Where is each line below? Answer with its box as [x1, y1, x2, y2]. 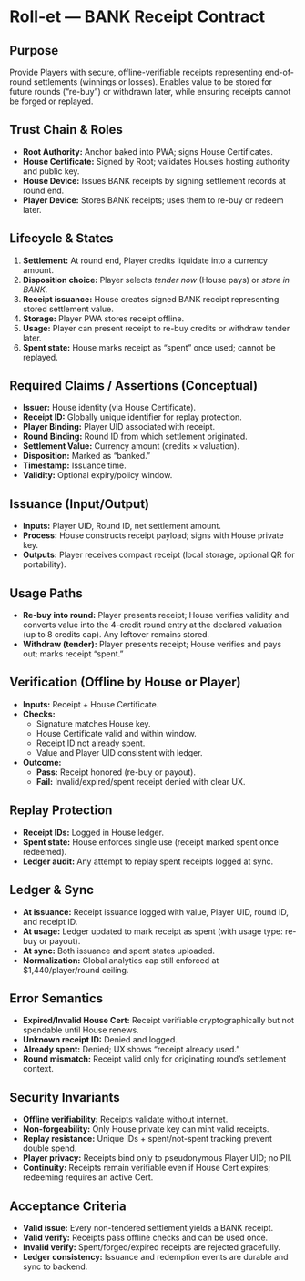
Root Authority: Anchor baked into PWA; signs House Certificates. [22, 146, 273, 157]
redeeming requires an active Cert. [22, 1172, 154, 1183]
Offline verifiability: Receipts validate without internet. [22, 1113, 229, 1125]
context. [22, 1063, 55, 1074]
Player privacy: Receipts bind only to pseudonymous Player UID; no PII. [22, 1153, 293, 1164]
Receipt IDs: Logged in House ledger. [22, 827, 164, 838]
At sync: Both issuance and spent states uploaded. [22, 945, 216, 956]
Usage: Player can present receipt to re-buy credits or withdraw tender [22, 322, 290, 333]
